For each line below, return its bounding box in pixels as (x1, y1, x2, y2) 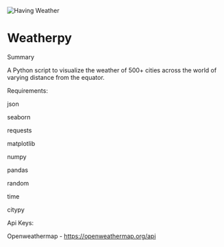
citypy (7, 205, 25, 214)
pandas (7, 166, 29, 174)
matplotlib (7, 139, 36, 147)
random (7, 179, 29, 187)
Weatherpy (7, 31, 72, 46)
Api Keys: (7, 218, 34, 227)
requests (7, 126, 32, 134)
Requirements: (7, 86, 48, 95)
